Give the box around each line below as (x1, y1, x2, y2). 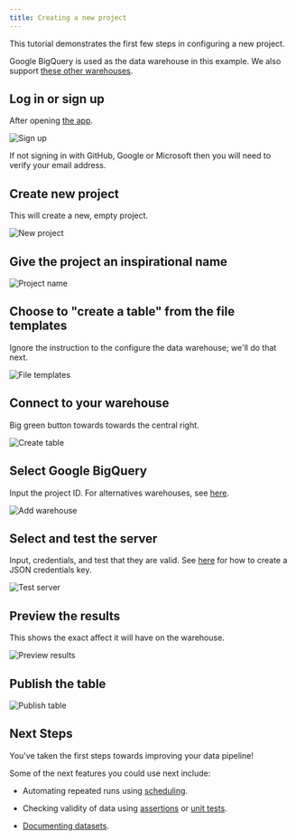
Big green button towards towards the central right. (9, 420, 200, 430)
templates (9, 318, 68, 334)
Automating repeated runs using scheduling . (22, 785, 188, 796)
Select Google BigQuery (9, 463, 147, 479)
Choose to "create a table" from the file (9, 304, 236, 319)
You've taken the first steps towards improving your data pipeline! (9, 750, 254, 760)
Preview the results (9, 608, 121, 624)
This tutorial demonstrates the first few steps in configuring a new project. (9, 38, 285, 49)
